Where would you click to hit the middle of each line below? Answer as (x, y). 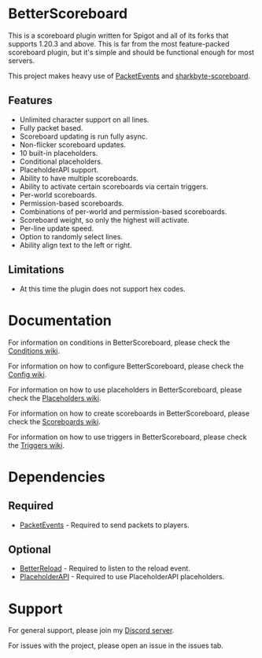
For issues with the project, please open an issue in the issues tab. (116, 645)
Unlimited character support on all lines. (84, 120)
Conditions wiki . (34, 350)
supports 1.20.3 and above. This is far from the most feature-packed (119, 43)
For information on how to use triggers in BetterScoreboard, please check (127, 437)
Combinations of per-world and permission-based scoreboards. (123, 211)
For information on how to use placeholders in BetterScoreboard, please (125, 390)
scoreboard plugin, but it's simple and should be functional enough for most (131, 52)
